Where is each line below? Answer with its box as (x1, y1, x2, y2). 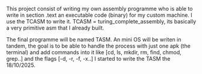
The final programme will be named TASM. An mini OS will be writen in (6, 36, 181, 43)
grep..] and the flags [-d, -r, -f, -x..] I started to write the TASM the (6, 55, 171, 62)
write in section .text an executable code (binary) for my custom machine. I (6, 11, 193, 19)
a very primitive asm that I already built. (6, 24, 104, 31)
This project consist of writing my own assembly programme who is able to (6, 5, 193, 12)
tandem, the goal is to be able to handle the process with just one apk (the (6, 42, 191, 49)
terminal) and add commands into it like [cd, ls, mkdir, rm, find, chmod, (6, 49, 182, 56)
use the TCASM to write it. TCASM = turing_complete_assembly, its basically (6, 18, 197, 25)
